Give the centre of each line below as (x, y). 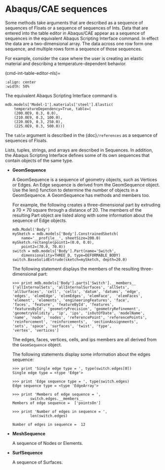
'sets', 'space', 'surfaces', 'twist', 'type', (62, 326)
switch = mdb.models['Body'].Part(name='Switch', (64, 251)
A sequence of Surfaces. (37, 462)
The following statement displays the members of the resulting (76, 269)
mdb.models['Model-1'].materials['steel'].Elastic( (59, 104)
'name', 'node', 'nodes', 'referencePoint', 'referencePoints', (80, 317)
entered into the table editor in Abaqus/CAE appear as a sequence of (75, 33)
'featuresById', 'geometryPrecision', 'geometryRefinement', (76, 309)
